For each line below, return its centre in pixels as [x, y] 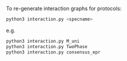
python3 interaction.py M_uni [43, 41]
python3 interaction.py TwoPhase [47, 46]
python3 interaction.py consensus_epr [53, 52]
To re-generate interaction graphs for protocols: [64, 9]
